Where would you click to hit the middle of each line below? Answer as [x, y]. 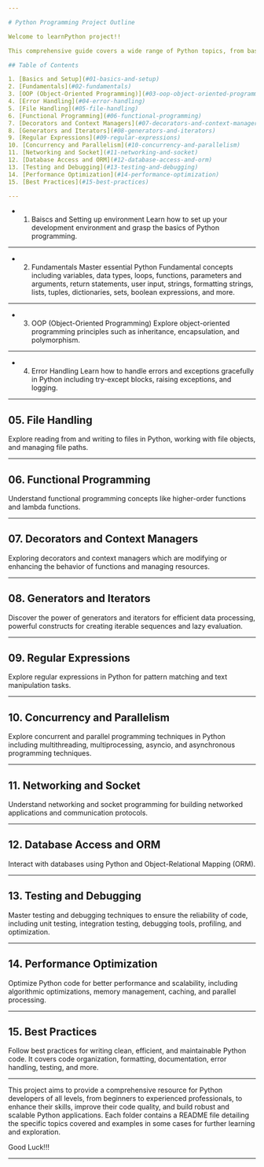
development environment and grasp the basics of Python [125, 228]
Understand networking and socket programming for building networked [126, 805]
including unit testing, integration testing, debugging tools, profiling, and [125, 924]
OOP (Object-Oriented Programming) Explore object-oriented [130, 323]
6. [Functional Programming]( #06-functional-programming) [105, 116]
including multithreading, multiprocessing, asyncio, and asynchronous [122, 745]
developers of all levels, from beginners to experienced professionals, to [125, 1098]
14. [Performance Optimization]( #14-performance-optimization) [114, 174]
